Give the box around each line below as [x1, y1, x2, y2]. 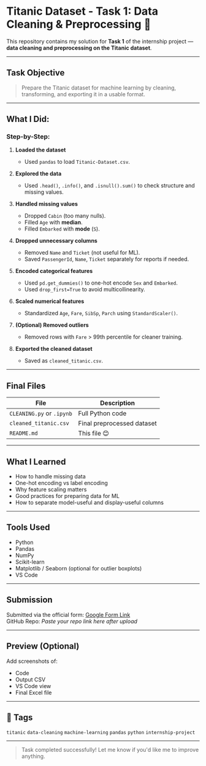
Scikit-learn [15, 558, 45, 565]
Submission [6, 595, 53, 605]
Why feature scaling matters [15, 486, 87, 493]
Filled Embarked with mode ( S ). [24, 225, 100, 232]
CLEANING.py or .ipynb [9, 409, 72, 418]
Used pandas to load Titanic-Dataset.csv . [24, 158, 131, 166]
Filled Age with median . [24, 219, 83, 226]
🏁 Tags [6, 712, 33, 722]
